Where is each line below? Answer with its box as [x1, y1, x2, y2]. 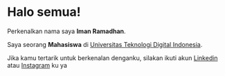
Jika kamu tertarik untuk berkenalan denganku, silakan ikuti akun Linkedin [7, 53, 218, 62]
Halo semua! [7, 4, 81, 20]
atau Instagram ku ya [7, 61, 68, 69]
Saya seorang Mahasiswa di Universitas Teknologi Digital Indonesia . [7, 40, 203, 48]
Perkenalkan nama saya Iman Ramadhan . [7, 27, 126, 35]
